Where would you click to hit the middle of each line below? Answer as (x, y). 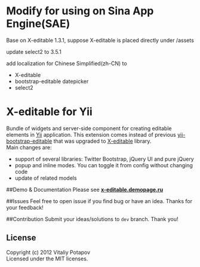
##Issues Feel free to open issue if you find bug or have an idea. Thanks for (99, 201)
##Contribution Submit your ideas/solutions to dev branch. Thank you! (92, 219)
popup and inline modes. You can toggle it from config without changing (104, 165)
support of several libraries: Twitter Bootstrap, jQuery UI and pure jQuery (104, 159)
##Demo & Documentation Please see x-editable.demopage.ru (84, 189)
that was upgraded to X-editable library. (102, 141)
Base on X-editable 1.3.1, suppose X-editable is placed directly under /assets (100, 40)
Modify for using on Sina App (80, 11)
